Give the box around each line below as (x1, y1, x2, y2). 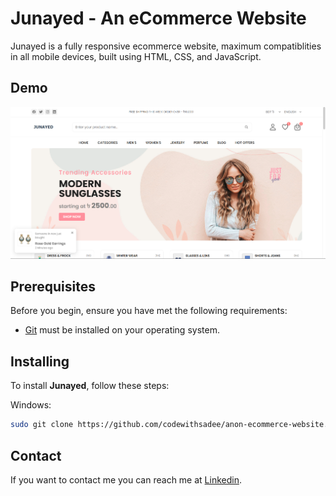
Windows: (10, 399, 52, 411)
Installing (10, 353, 70, 370)
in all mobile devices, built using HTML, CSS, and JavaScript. (10, 50, 262, 62)
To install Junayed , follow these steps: (10, 380, 170, 392)
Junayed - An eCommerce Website (10, 7, 307, 30)
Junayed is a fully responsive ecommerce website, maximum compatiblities (10, 40, 322, 52)
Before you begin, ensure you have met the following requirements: (10, 305, 288, 317)
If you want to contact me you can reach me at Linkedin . (10, 473, 242, 486)
